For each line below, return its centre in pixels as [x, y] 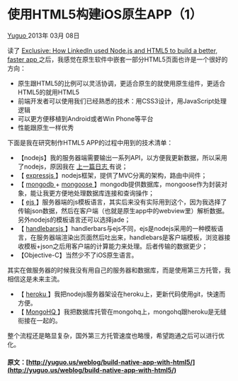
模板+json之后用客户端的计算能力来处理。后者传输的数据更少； [116, 246]
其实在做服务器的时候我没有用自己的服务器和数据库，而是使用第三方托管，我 [119, 270]
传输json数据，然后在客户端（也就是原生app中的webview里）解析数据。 [123, 210]
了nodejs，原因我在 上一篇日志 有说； [73, 166]
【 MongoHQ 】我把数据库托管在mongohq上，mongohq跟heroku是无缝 [122, 312]
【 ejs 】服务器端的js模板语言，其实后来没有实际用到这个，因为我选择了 [122, 202]
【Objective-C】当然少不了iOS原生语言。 [78, 255]
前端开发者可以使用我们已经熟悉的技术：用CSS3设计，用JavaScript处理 [122, 101]
